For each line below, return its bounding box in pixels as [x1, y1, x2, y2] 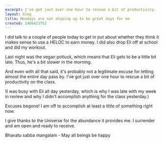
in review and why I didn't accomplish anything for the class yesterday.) [5, 94, 149, 100]
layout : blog [5, 12, 32, 17]
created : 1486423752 [5, 20, 47, 26]
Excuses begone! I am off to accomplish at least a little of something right [5, 103, 153, 109]
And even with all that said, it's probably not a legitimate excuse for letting [5, 69, 154, 75]
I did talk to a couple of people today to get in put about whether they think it [5, 34, 159, 40]
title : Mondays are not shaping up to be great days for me [5, 16, 130, 21]
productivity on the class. [5, 79, 56, 85]
